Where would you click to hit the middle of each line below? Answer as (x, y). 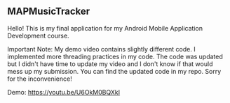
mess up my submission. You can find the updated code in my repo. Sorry (114, 71)
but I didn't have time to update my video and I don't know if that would (110, 64)
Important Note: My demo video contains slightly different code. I (101, 49)
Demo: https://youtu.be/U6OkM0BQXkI (64, 92)
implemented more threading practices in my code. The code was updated (115, 56)
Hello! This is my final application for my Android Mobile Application (105, 28)
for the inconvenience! (40, 79)
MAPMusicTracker (49, 11)
